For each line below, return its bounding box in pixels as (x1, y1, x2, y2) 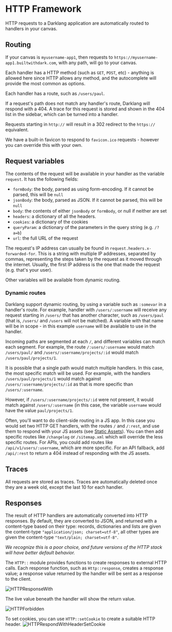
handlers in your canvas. (5, 25, 58, 31)
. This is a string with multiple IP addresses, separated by (35, 250, 156, 257)
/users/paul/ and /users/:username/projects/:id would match (5, 349, 139, 355)
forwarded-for (5, 251, 36, 257)
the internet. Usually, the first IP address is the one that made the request (5, 261, 160, 267)
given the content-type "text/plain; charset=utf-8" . (5, 534, 119, 541)
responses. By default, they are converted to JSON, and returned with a (5, 518, 157, 524)
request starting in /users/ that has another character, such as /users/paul (5, 312, 164, 318)
